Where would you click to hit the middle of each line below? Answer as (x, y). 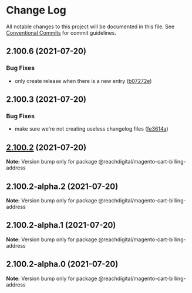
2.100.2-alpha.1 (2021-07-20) (61, 225)
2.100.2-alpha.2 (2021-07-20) (62, 186)
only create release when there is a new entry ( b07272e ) (83, 81)
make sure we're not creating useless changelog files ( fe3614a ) (91, 129)
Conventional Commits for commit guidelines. (61, 32)
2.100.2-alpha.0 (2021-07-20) (62, 264)
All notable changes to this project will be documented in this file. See (90, 26)
